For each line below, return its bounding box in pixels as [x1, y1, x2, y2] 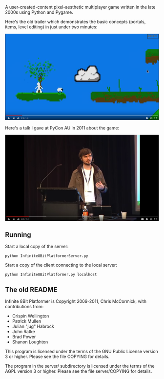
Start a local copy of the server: [5, 244, 69, 250]
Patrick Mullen [12, 318, 41, 324]
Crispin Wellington [12, 313, 49, 319]
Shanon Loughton [12, 339, 48, 345]
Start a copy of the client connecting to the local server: [5, 262, 117, 268]
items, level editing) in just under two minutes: [5, 24, 98, 30]
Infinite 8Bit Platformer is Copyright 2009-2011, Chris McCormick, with [5, 298, 146, 304]
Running [5, 231, 32, 239]
